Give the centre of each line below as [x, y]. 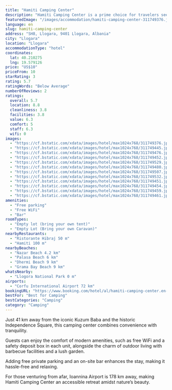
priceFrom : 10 [20, 72]
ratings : [15, 96]
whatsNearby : [19, 272]
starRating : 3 [20, 77]
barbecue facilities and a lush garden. [45, 351]
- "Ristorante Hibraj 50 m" [40, 239]
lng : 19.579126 [26, 62]
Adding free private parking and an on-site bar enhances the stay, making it [85, 361]
